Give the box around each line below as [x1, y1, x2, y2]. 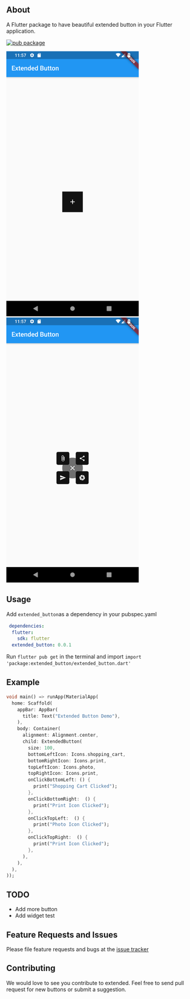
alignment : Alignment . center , [22, 732, 99, 738]
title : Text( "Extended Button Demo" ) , [22, 713, 120, 719]
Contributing [6, 963, 56, 974]
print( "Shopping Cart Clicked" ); [33, 783, 118, 789]
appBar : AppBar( [17, 706, 59, 712]
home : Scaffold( [11, 700, 53, 706]
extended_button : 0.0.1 [11, 642, 71, 648]
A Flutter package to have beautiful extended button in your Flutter [6, 21, 172, 28]
